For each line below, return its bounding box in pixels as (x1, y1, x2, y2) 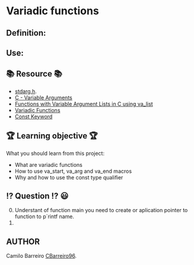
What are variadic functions (14, 161, 83, 168)
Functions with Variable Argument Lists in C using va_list (14, 100, 153, 108)
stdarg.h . (14, 87, 37, 94)
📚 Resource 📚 (6, 69, 62, 79)
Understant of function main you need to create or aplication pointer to (14, 207, 188, 214)
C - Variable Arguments (14, 94, 72, 101)
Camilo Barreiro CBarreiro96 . (6, 253, 77, 260)
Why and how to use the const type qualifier (14, 173, 123, 181)
